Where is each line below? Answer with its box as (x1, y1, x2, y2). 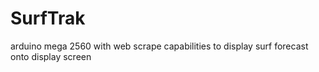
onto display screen (10, 50, 92, 62)
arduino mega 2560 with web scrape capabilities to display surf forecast (10, 40, 309, 52)
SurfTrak (10, 7, 86, 30)
